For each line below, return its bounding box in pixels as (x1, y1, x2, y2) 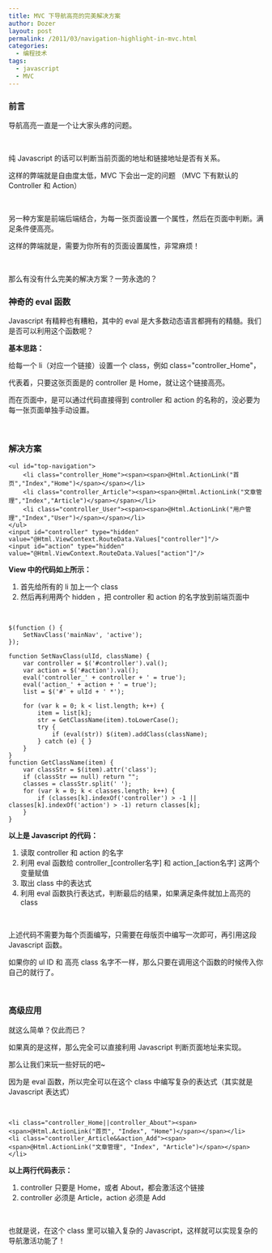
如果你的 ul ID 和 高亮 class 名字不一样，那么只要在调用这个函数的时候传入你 (8, 957, 264, 967)
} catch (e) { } (37, 737, 92, 746)
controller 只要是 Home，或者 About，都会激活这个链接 (19, 1182, 205, 1192)
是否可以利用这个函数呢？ (8, 326, 94, 336)
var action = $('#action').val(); (23, 666, 139, 674)
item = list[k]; (37, 708, 92, 717)
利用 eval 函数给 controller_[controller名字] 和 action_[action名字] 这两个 (19, 857, 261, 867)
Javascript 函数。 (8, 939, 67, 949)
